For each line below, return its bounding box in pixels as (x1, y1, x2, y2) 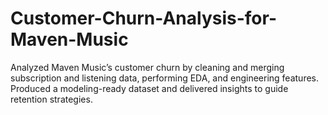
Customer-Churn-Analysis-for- (10, 7, 278, 30)
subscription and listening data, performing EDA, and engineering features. (10, 72, 320, 84)
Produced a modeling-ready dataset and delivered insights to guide (10, 82, 289, 94)
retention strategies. (10, 93, 93, 105)
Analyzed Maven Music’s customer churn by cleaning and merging (10, 61, 285, 73)
